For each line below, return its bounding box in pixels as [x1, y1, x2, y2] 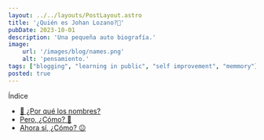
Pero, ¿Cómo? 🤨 [19, 114, 72, 124]
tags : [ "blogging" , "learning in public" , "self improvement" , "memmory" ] [8, 63, 258, 70]
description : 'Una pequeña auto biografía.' [8, 33, 156, 41]
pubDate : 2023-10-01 [8, 26, 76, 34]
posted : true [8, 70, 51, 77]
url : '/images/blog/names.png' [22, 48, 125, 56]
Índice [8, 91, 29, 100]
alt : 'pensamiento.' [22, 56, 90, 63]
